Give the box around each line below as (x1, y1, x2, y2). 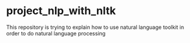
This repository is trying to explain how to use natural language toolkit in (6, 24, 185, 31)
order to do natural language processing (6, 29, 106, 37)
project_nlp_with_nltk (6, 4, 116, 18)
